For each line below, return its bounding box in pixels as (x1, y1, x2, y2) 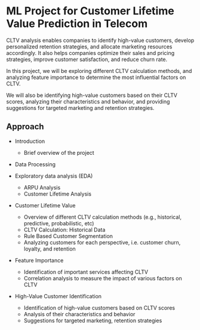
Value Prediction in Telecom (6, 17, 148, 30)
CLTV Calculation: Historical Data (23, 226, 106, 233)
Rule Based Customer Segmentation (23, 232, 113, 240)
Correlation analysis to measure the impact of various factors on (23, 274, 182, 282)
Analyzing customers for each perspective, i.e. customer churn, (23, 239, 181, 246)
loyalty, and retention (23, 245, 76, 252)
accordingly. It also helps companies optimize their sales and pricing (6, 49, 175, 56)
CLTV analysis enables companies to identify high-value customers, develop (6, 36, 195, 44)
